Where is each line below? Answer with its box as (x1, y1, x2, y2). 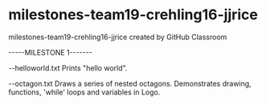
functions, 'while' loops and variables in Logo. (8, 87, 161, 97)
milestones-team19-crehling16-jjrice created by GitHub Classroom (8, 32, 227, 42)
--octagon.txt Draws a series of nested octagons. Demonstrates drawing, (8, 79, 252, 88)
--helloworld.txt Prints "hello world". (8, 63, 128, 73)
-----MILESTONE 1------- (8, 47, 92, 57)
